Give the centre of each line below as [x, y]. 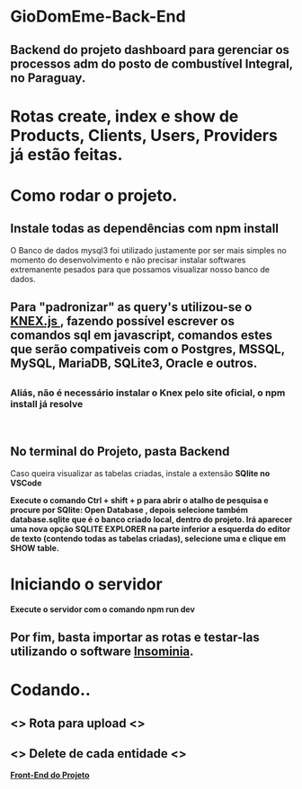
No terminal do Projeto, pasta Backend [120, 452]
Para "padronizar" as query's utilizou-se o [131, 307]
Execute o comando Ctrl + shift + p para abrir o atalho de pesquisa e [139, 500]
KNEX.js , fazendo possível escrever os [122, 321]
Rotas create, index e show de [124, 116]
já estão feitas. [67, 154]
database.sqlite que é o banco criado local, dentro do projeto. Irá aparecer [151, 519]
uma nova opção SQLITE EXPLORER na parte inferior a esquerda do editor [151, 528]
